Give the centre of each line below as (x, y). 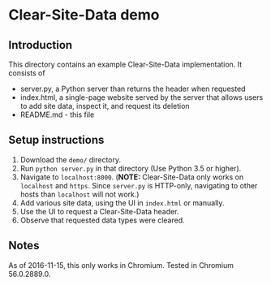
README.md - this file (57, 114)
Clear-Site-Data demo (84, 15)
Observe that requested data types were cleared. (102, 220)
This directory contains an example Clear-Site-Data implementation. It (125, 64)
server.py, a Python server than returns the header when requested (133, 89)
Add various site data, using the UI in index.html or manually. (122, 203)
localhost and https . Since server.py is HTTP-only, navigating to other (139, 185)
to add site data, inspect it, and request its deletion (105, 106)
